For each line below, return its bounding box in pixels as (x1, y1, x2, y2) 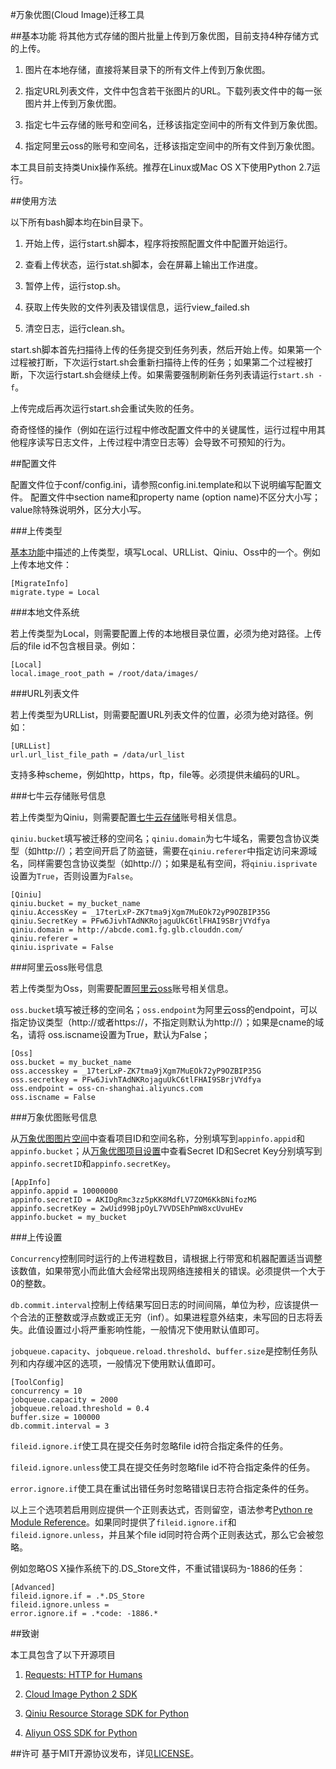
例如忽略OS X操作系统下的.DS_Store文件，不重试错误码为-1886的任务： (10, 1563, 306, 1574)
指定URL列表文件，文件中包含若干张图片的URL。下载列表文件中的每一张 (24, 85, 323, 97)
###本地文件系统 (10, 606, 80, 618)
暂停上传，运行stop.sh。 (24, 280, 127, 292)
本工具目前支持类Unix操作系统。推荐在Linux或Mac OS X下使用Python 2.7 (10, 161, 312, 173)
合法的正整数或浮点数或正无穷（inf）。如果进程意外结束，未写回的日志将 (18, 1311, 315, 1323)
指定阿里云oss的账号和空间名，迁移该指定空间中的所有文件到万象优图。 (24, 140, 320, 152)
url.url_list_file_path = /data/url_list (10, 750, 186, 760)
